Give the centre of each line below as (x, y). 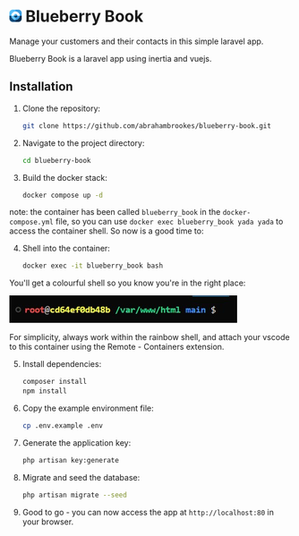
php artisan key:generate (70, 460)
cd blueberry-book (56, 160)
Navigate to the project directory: (83, 143)
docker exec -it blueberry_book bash (93, 266)
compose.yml (31, 222)
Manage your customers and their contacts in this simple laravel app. (137, 41)
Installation (41, 87)
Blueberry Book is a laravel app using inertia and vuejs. (111, 58)
